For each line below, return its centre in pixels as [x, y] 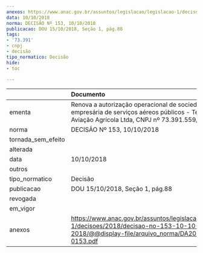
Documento [88, 95]
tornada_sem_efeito [37, 140]
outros [19, 169]
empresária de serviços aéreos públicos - [130, 112]
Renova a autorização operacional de [124, 105]
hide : [13, 62]
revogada [23, 199]
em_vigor [22, 209]
